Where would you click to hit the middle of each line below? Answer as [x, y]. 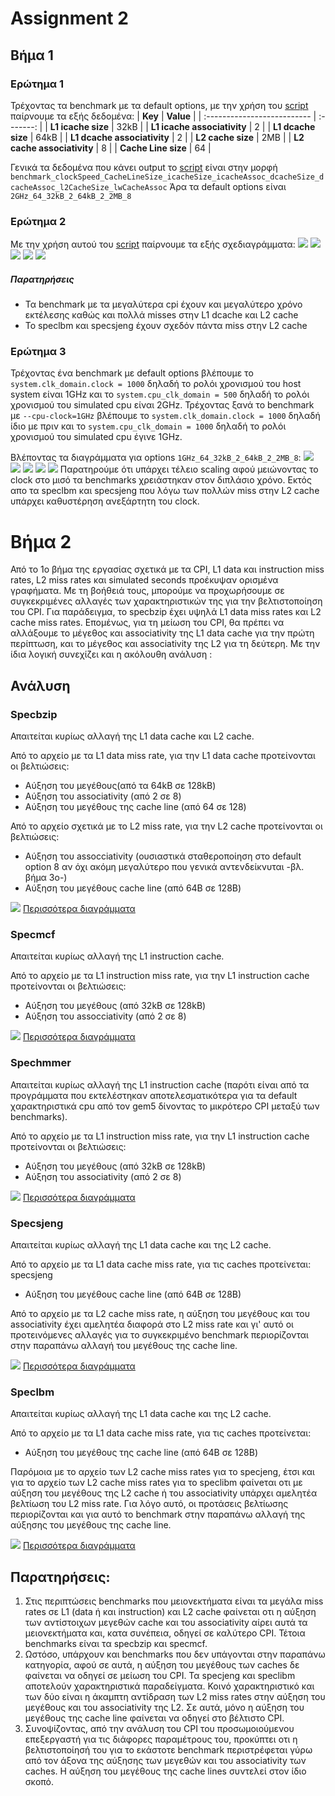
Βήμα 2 [41, 541]
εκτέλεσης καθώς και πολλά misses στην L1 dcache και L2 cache [161, 315]
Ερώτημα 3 [38, 352]
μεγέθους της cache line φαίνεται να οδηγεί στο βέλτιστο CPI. [154, 1718]
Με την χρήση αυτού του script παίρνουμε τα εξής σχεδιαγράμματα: [153, 244]
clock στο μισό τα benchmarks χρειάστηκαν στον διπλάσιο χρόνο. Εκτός [161, 480]
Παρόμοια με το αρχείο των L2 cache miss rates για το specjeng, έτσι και [162, 1472]
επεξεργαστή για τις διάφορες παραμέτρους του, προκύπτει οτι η [161, 1739]
